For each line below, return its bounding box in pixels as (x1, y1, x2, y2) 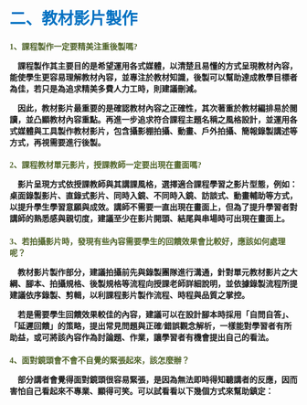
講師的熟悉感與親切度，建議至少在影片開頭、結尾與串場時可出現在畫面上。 (9, 214, 290, 224)
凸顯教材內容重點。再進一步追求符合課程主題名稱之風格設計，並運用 (33, 115, 290, 124)
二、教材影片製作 (9, 10, 139, 28)
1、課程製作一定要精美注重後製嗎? (9, 42, 138, 51)
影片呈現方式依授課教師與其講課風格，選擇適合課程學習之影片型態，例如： (17, 180, 298, 190)
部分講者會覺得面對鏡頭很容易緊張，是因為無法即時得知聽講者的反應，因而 (17, 375, 298, 385)
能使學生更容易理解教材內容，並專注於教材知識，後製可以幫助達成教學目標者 (9, 72, 298, 82)
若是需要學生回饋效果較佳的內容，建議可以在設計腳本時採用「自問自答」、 (17, 310, 294, 320)
